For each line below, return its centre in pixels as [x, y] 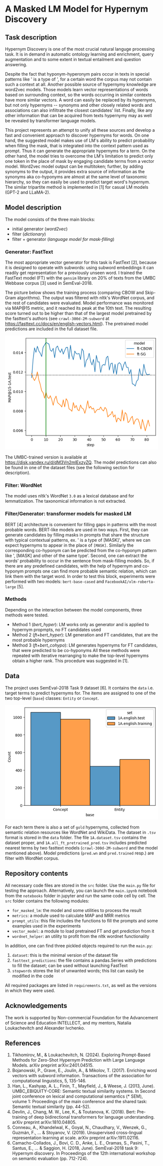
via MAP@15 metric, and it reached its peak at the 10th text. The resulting [78, 308]
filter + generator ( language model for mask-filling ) [63, 239]
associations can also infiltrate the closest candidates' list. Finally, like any [79, 110]
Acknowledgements [36, 1006]
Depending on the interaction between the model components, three [73, 610]
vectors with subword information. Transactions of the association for [81, 1076]
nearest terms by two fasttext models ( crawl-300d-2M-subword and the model [81, 848]
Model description [33, 208]
